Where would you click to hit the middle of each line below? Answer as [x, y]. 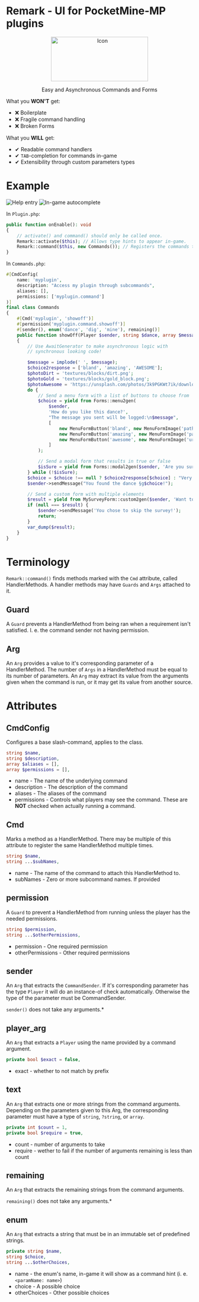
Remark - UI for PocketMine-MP [86, 11]
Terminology [38, 562]
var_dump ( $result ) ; [52, 527]
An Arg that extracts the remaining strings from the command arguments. [95, 1190]
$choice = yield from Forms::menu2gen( [87, 401]
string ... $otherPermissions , [44, 935]
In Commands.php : [26, 264]
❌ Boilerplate [31, 112]
